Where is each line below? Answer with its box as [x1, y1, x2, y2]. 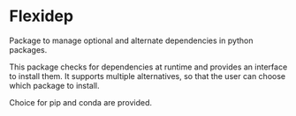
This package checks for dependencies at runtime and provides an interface [9, 62, 288, 72]
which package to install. [9, 80, 100, 91]
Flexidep [9, 6, 73, 26]
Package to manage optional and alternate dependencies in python [9, 35, 254, 46]
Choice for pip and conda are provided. [9, 97, 153, 107]
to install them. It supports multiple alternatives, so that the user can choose [9, 70, 285, 81]
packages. [9, 44, 48, 54]
